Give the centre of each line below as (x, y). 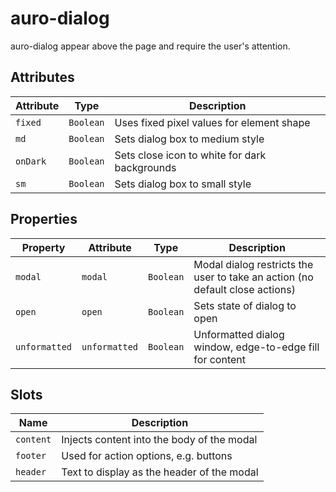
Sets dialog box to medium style (189, 139)
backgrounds (145, 167)
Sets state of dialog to (245, 305)
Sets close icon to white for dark (190, 155)
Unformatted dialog (239, 334)
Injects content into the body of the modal (159, 440)
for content (220, 359)
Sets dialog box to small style (183, 184)
